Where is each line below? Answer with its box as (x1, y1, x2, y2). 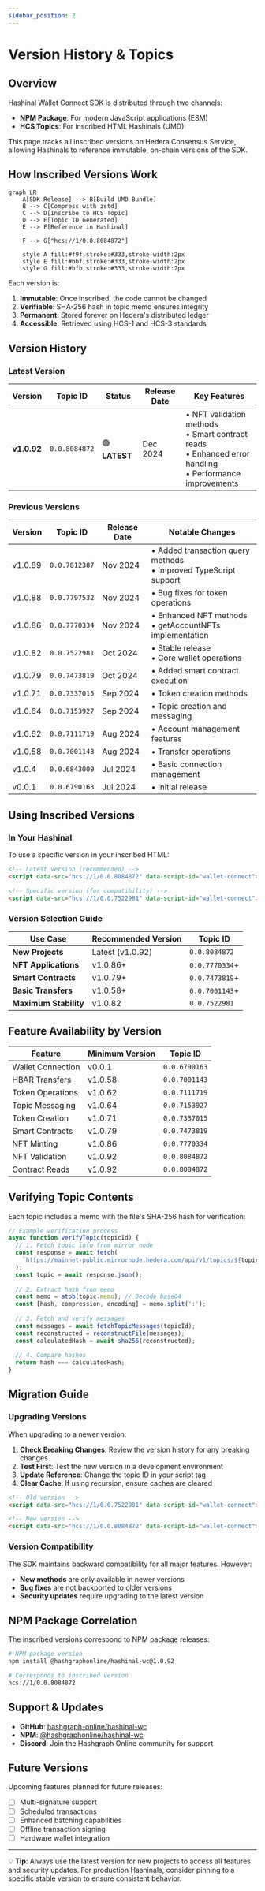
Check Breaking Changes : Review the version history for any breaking (19, 1445, 250, 1454)
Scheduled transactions (19, 1807, 97, 1816)
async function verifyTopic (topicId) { (8, 1234, 140, 1242)
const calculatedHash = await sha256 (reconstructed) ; (15, 1337, 196, 1345)
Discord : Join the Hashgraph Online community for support (19, 1738, 214, 1747)
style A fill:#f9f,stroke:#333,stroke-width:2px (22, 251, 185, 259)
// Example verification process (8, 1227, 118, 1235)
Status (105, 391, 132, 402)
